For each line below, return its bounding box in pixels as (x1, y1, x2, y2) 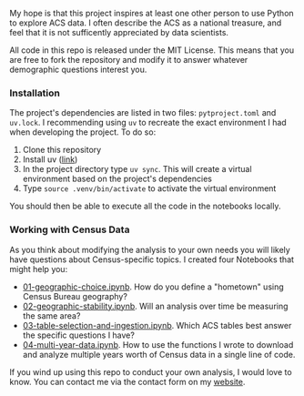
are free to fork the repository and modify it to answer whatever (9, 55, 248, 65)
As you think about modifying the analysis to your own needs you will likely (9, 244, 291, 255)
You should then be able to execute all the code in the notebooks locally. (9, 200, 281, 212)
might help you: (9, 263, 68, 274)
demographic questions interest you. (9, 64, 147, 75)
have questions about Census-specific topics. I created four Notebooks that (9, 254, 294, 265)
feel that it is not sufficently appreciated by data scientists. (9, 27, 229, 37)
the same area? (22, 310, 81, 321)
